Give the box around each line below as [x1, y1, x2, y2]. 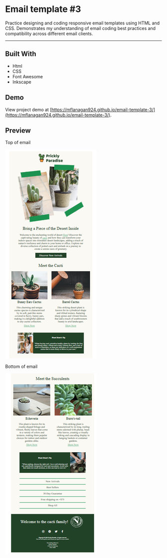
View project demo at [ [5, 106, 52, 113]
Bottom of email [5, 364, 38, 370]
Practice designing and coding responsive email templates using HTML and [5, 20, 160, 26]
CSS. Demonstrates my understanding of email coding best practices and [5, 25, 156, 31]
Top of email [5, 140, 31, 146]
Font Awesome [12, 73, 43, 79]
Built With [5, 50, 36, 58]
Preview [5, 126, 31, 135]
